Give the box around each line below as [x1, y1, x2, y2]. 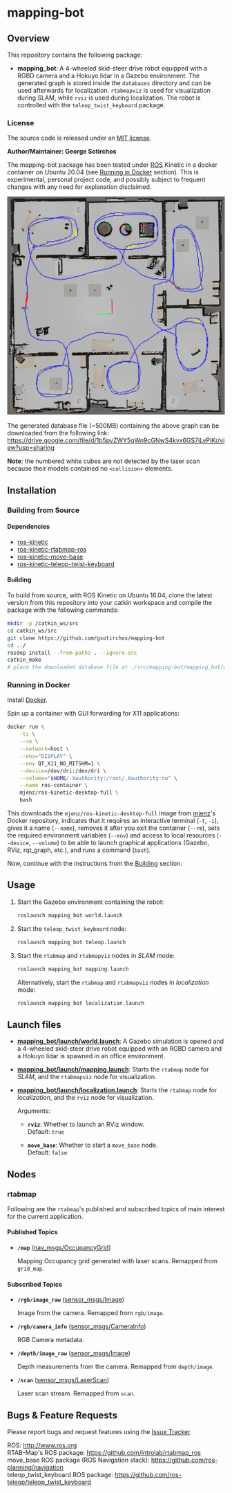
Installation [7, 485, 57, 496]
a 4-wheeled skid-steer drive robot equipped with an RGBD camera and [17, 1044, 222, 1053]
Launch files [7, 1019, 61, 1031]
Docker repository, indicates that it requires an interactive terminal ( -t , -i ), [7, 817, 219, 825]
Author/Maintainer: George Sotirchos [7, 147, 117, 156]
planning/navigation [7, 1463, 64, 1472]
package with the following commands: [7, 606, 119, 614]
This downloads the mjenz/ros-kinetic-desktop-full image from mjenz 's [7, 809, 216, 817]
